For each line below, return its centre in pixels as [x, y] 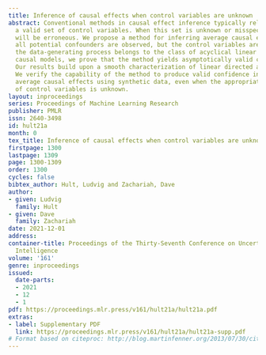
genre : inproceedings [44, 266]
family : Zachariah [46, 221]
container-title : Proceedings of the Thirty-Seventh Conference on [122, 244]
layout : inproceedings [46, 96]
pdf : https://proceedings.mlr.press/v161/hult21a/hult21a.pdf [113, 309]
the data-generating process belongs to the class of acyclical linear [136, 52]
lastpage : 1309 [33, 155]
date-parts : [35, 280]
